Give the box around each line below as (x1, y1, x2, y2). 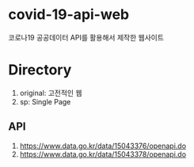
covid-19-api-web (8, 6, 129, 24)
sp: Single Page (19, 97, 71, 106)
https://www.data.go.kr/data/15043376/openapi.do (19, 141, 187, 150)
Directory (8, 61, 72, 79)
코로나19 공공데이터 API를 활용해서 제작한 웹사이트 (8, 32, 165, 42)
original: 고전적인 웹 (19, 88, 82, 97)
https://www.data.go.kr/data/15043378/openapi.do (19, 149, 187, 159)
